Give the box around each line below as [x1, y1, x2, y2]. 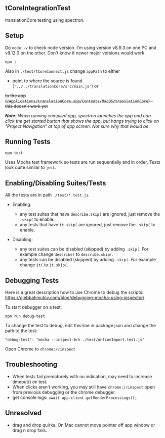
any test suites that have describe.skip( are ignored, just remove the [19, 211, 161, 217]
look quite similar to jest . [5, 164, 56, 170]
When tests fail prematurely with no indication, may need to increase [12, 373, 152, 379]
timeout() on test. [12, 379, 48, 385]
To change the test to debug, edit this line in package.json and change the [5, 323, 156, 329]
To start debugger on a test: [5, 304, 62, 310]
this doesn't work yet [5, 103, 48, 109]
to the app [5, 93, 26, 98]
